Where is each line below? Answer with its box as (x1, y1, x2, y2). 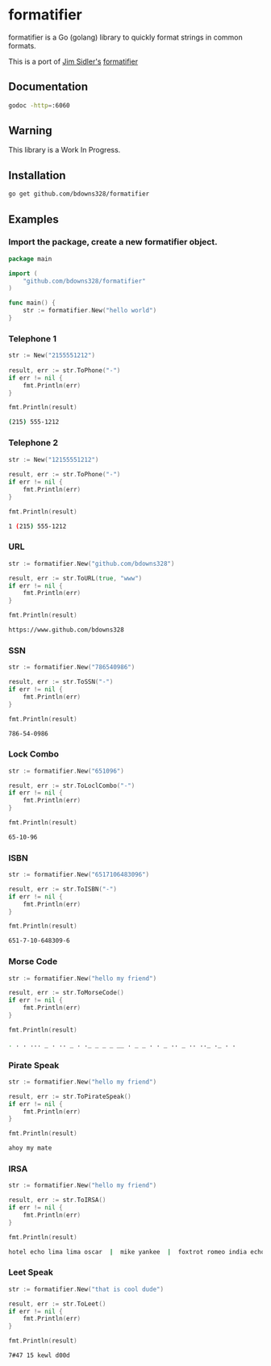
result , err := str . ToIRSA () (8, 1196, 106, 1205)
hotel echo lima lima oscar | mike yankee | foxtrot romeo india (8, 1247, 248, 1256)
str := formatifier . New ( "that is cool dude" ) (8, 1285, 164, 1293)
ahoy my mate (8, 1144, 52, 1152)
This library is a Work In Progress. (8, 145, 121, 155)
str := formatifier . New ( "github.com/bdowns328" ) (8, 559, 175, 568)
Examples (8, 212, 59, 226)
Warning (8, 124, 52, 138)
